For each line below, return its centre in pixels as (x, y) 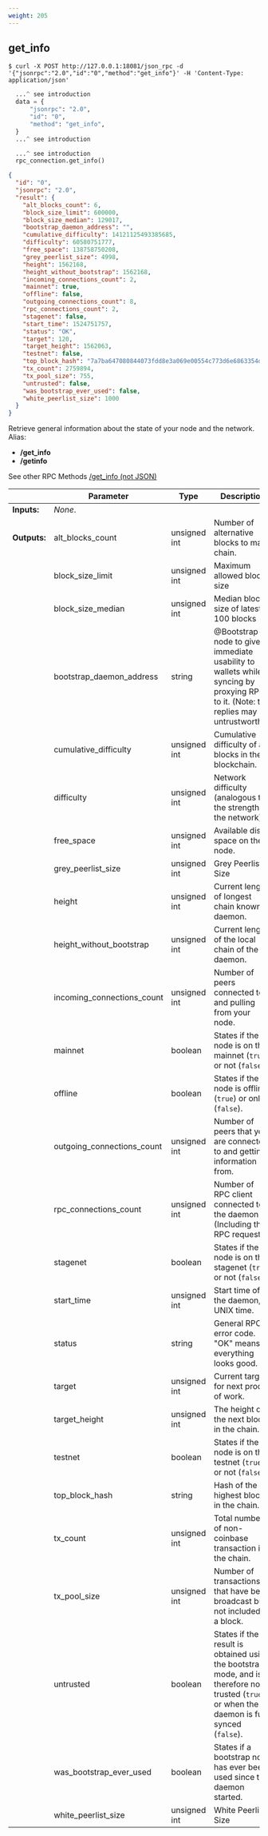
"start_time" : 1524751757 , (67, 324)
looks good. (236, 1363)
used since (235, 1778)
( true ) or (231, 1099)
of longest (233, 896)
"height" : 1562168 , (55, 265)
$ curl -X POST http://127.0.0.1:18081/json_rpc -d (96, 66)
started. (229, 1798)
